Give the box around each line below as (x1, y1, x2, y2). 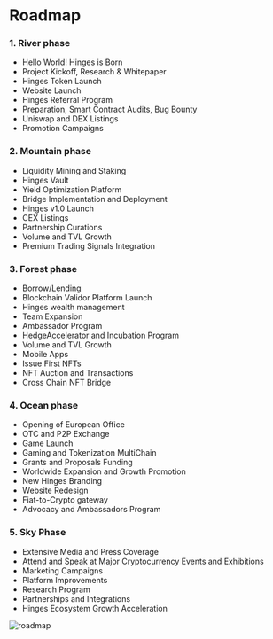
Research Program (21, 584, 90, 595)
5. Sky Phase (9, 526, 66, 539)
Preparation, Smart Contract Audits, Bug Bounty (21, 104, 198, 115)
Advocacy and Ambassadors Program (21, 504, 161, 515)
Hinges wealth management (21, 302, 125, 313)
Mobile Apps (21, 349, 69, 360)
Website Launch (21, 85, 82, 96)
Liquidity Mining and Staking (21, 165, 127, 175)
